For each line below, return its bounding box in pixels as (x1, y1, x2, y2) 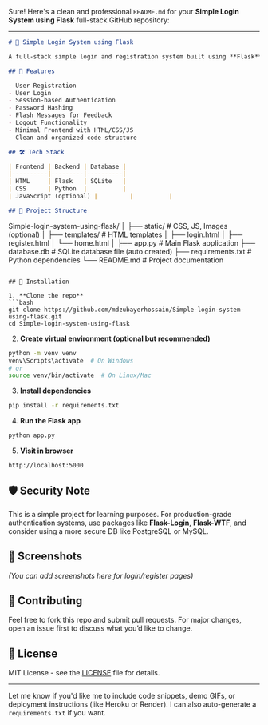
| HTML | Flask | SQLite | (8, 178, 127, 186)
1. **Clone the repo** (8, 291, 84, 299)
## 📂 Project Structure (8, 206, 88, 214)
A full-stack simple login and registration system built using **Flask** (8, 52, 262, 61)
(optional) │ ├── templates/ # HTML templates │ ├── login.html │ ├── (8, 230, 243, 239)
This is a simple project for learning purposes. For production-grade (8, 509, 232, 519)
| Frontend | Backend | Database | (8, 162, 127, 170)
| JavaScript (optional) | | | (8, 192, 173, 200)
